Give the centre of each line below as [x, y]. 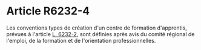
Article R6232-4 [48, 11]
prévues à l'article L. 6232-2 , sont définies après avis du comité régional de [100, 34]
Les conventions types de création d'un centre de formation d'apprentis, [97, 28]
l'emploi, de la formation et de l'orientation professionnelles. [81, 40]
